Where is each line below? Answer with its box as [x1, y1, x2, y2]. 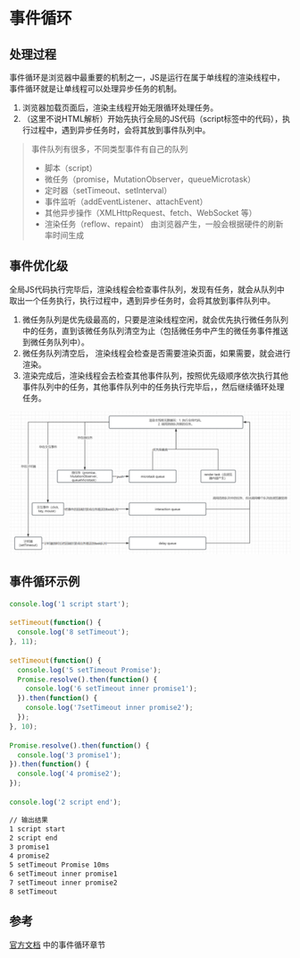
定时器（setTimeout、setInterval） [44, 185, 172, 195]
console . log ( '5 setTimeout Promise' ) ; [17, 665, 162, 674]
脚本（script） [44, 163, 97, 173]
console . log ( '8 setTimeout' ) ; [17, 628, 129, 637]
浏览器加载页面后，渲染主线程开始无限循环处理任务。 [21, 102, 219, 113]
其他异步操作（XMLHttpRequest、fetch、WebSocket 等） [44, 208, 257, 218]
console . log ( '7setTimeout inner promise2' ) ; [25, 704, 194, 713]
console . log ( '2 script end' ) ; [9, 798, 122, 807]
